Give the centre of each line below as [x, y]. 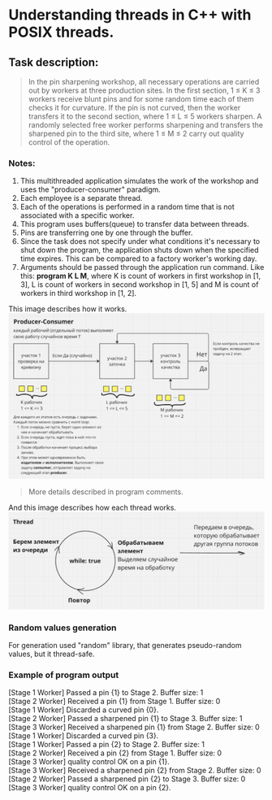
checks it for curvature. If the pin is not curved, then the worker [134, 108]
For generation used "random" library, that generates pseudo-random [125, 645]
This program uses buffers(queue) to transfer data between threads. [134, 224]
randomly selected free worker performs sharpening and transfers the [146, 125]
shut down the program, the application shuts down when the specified [139, 250]
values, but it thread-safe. [52, 654]
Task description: [54, 62]
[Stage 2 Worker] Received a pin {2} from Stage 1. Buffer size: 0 [115, 753]
